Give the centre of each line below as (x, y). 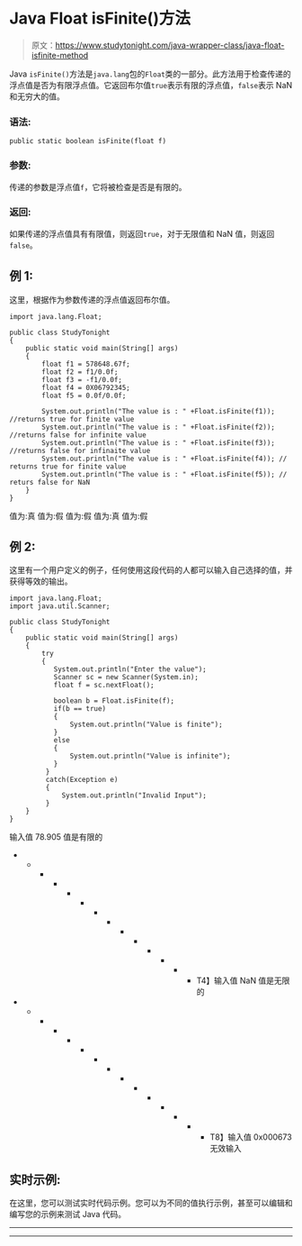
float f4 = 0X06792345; (86, 387)
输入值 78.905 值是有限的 (56, 837)
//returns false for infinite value (78, 435)
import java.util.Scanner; (60, 606)
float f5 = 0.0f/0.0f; (84, 396)
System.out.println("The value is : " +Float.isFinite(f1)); (159, 411)
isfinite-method (60, 55)
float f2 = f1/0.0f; (80, 372)
